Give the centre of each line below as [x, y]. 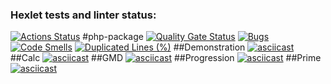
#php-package [113, 37]
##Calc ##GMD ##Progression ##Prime [166, 58]
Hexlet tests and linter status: [83, 15]
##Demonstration [209, 47]
